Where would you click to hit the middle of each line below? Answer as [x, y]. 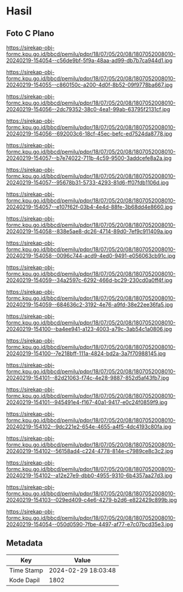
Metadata [25, 543]
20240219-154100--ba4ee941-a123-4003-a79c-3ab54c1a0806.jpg [89, 329]
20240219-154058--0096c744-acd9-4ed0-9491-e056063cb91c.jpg [91, 256]
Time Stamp [26, 570]
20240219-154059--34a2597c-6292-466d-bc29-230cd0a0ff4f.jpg [89, 280]
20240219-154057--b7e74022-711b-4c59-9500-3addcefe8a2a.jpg [89, 158]
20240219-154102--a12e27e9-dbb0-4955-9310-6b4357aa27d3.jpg [89, 475]
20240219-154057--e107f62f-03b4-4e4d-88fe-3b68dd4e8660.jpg [89, 207]
